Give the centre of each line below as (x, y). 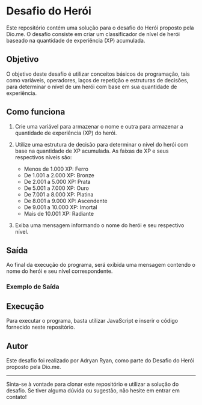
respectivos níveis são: (43, 157)
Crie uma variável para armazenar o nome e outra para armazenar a (99, 126)
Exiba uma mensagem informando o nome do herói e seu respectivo (99, 225)
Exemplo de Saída (33, 287)
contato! (17, 397)
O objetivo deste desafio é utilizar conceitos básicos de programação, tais (98, 74)
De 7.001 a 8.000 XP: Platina (59, 194)
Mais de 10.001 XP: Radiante (59, 213)
